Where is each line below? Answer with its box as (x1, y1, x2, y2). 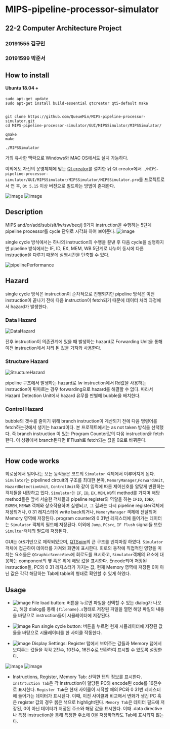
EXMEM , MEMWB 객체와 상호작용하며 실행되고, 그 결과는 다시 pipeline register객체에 (5, 502, 164, 509)
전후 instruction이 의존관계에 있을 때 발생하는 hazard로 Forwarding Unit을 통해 (5, 338, 163, 344)
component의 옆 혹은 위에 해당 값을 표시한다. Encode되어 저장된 (18, 558, 147, 564)
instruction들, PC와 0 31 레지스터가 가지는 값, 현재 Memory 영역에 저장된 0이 (5, 564, 159, 570)
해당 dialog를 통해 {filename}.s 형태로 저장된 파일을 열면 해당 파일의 (19, 606, 155, 612)
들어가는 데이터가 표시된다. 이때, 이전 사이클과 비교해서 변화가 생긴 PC (18, 693, 156, 699)
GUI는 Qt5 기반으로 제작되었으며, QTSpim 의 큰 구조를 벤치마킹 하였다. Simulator (5, 539, 163, 545)
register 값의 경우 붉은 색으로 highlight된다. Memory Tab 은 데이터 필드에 (18, 699, 159, 705)
